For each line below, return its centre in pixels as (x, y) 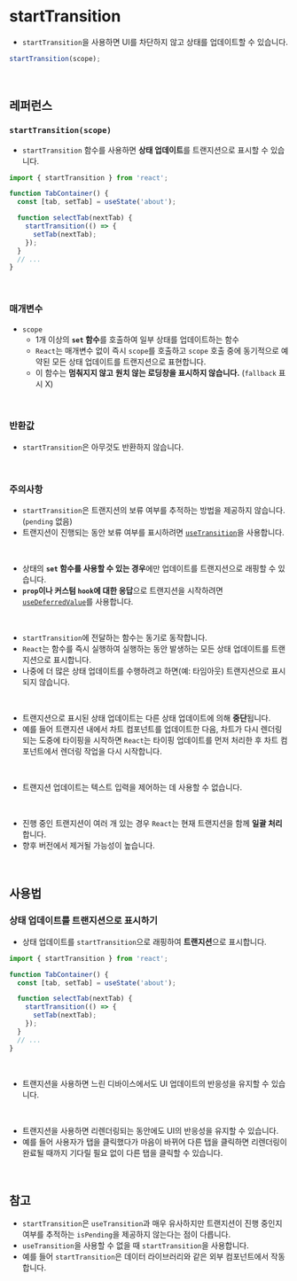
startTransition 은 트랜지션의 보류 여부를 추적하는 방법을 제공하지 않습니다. (153, 511)
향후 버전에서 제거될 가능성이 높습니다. (88, 846)
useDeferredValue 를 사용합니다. (78, 602)
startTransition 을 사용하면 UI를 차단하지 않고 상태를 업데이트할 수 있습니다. (155, 42)
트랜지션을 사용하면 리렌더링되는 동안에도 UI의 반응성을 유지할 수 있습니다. (150, 1130)
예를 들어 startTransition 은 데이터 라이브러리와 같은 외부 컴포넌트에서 (145, 1257)
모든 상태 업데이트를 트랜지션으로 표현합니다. (129, 362)
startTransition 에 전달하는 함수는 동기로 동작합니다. (115, 638)
